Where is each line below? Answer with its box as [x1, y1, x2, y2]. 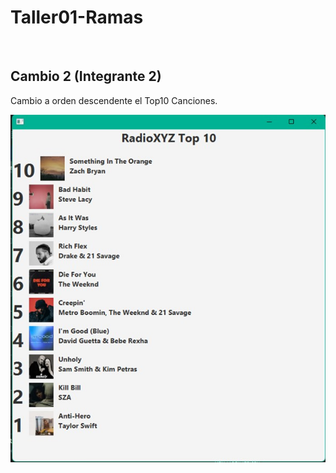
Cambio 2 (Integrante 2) [10, 68, 162, 85]
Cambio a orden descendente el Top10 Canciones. [10, 94, 218, 106]
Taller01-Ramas [10, 6, 144, 29]
